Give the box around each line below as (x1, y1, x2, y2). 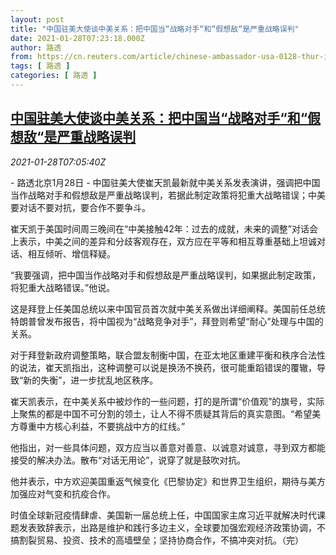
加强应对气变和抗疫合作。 (10, 487, 116, 500)
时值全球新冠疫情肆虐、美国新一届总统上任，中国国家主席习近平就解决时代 (10, 509, 317, 521)
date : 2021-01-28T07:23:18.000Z (10, 33, 145, 43)
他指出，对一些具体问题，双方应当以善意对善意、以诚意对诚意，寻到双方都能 (10, 441, 326, 453)
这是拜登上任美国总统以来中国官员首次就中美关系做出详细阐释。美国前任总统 (10, 302, 326, 315)
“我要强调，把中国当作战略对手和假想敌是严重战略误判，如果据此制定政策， (10, 269, 322, 281)
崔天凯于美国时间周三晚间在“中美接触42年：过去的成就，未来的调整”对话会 (10, 222, 318, 235)
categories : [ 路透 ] (10, 71, 98, 81)
